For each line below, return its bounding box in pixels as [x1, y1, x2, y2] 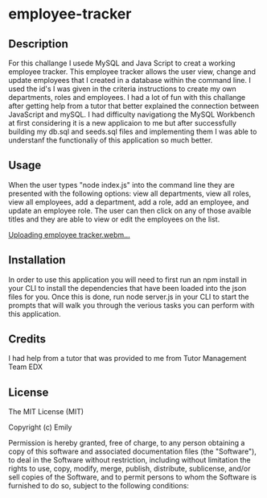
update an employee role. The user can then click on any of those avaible [8, 205, 252, 215]
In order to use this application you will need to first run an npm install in [8, 275, 248, 284]
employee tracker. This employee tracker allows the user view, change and [8, 67, 256, 77]
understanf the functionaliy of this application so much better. [8, 135, 213, 145]
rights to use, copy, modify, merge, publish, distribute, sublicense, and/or [8, 464, 251, 474]
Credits [8, 332, 47, 347]
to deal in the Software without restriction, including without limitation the [8, 455, 251, 465]
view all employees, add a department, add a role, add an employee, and [8, 197, 249, 206]
